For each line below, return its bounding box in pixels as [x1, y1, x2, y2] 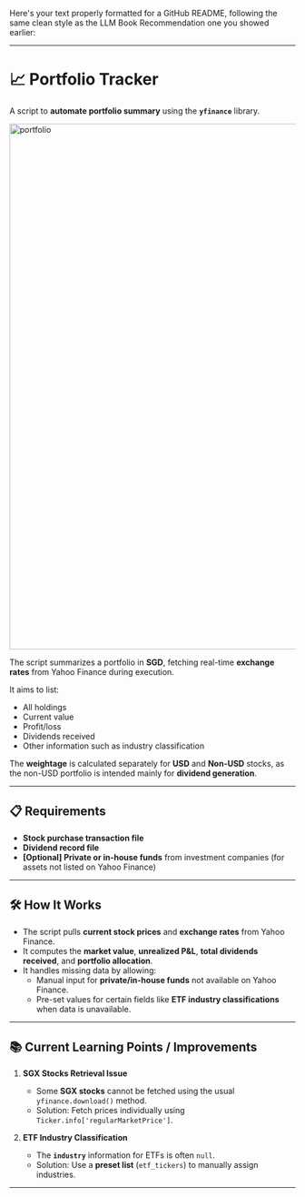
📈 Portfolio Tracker [9, 69, 159, 90]
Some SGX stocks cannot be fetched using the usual [35, 1086, 235, 1097]
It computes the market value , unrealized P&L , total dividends [22, 945, 259, 956]
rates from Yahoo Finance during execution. [9, 666, 174, 677]
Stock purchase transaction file [22, 832, 144, 843]
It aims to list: [9, 684, 59, 695]
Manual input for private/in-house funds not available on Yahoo [35, 974, 277, 985]
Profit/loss [22, 720, 62, 731]
